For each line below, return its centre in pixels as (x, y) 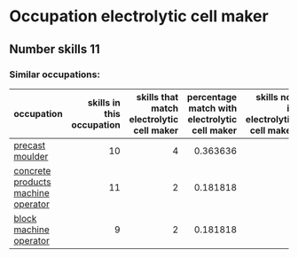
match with (213, 108)
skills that (157, 97)
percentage (212, 97)
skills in (104, 102)
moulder (31, 156)
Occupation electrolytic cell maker (139, 16)
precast (30, 145)
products (32, 182)
